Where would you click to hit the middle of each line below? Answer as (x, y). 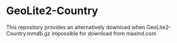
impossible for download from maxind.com (104, 33)
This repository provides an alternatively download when (76, 27)
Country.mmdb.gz (28, 33)
